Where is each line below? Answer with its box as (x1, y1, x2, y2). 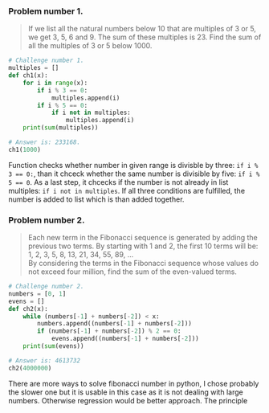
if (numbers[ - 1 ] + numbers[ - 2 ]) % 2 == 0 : (37, 327, 181, 335)
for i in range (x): (22, 79, 88, 87)
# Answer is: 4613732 (8, 356, 81, 365)
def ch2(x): (8, 305, 48, 313)
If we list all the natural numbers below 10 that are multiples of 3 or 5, (27, 24, 257, 34)
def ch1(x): (8, 72, 48, 80)
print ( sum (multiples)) (22, 124, 99, 132)
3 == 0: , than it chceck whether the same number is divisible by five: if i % (8, 169, 260, 178)
